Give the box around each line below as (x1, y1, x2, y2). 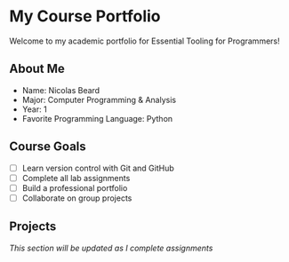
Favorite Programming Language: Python (21, 113, 173, 123)
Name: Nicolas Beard (21, 84, 100, 95)
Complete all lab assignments (21, 172, 131, 183)
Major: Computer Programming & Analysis (21, 94, 176, 105)
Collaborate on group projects (21, 193, 132, 203)
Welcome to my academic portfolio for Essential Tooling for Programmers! (9, 36, 280, 46)
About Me (9, 61, 65, 76)
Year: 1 (21, 104, 47, 115)
